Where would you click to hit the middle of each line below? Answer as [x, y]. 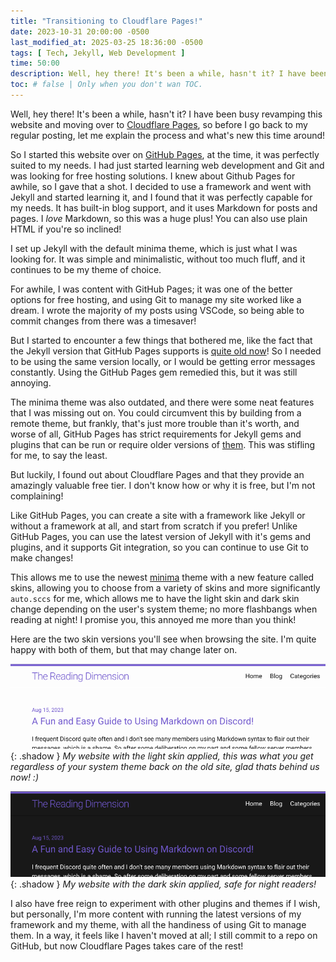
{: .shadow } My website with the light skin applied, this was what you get [162, 756]
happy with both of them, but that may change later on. [124, 649]
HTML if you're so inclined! [66, 229]
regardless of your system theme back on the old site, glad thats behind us [165, 767]
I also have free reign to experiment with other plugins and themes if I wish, [165, 903]
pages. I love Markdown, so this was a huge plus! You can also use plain [159, 218]
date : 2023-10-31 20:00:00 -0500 [80, 31]
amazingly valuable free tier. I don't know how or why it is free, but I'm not [163, 485]
